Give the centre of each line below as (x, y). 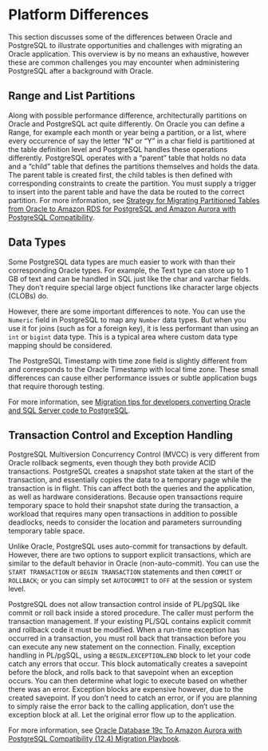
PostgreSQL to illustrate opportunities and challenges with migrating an (125, 45)
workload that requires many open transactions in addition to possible (123, 514)
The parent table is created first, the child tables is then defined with (120, 174)
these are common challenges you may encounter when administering (124, 62)
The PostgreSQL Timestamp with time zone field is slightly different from (128, 361)
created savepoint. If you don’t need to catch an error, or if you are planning (133, 698)
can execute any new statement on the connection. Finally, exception (122, 647)
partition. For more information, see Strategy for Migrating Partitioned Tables (134, 200)
